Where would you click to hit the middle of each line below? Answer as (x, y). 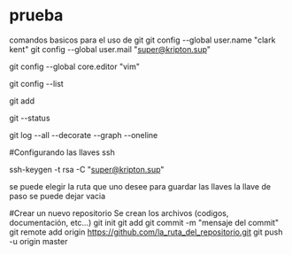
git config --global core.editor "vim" (74, 66)
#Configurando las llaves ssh (62, 152)
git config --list (36, 83)
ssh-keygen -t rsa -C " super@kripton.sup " (87, 169)
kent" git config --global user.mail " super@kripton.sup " (110, 49)
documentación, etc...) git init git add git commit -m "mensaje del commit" (144, 222)
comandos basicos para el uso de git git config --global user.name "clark (142, 40)
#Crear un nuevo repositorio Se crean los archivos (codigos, (119, 212)
